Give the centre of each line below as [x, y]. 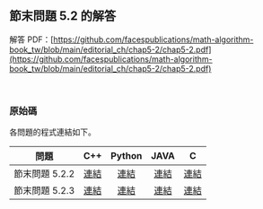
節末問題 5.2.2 [44, 174]
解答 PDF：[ [31, 39]
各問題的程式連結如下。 [53, 132]
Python [127, 156]
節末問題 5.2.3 [44, 191]
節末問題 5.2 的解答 [63, 16]
